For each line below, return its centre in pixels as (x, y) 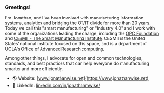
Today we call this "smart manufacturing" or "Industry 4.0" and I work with (80, 28)
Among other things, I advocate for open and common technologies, (74, 58)
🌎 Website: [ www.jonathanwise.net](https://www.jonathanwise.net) (80, 78)
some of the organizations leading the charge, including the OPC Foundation (82, 34)
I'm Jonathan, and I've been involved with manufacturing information (74, 18)
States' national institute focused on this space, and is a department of (76, 44)
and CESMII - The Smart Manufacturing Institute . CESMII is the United (75, 38)
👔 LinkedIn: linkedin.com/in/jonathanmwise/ (56, 85)
